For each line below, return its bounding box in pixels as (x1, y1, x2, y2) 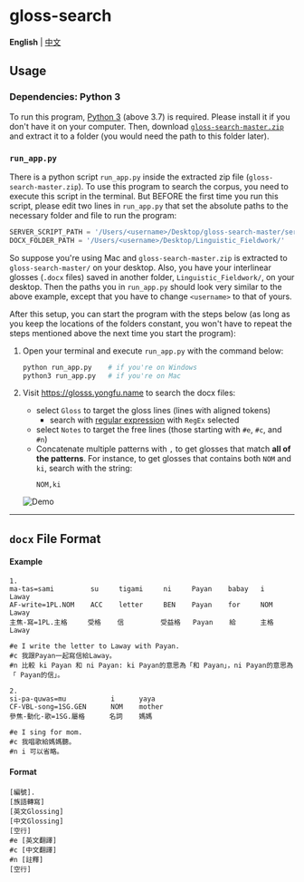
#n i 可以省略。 (9, 747, 64, 757)
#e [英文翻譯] (9, 836, 57, 846)
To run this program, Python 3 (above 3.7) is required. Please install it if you (9, 111, 290, 122)
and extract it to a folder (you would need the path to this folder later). (9, 131, 270, 141)
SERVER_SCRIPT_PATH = (9, 228, 91, 237)
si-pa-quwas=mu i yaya (9, 694, 156, 703)
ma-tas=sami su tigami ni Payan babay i (9, 585, 265, 594)
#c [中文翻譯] (9, 846, 57, 855)
